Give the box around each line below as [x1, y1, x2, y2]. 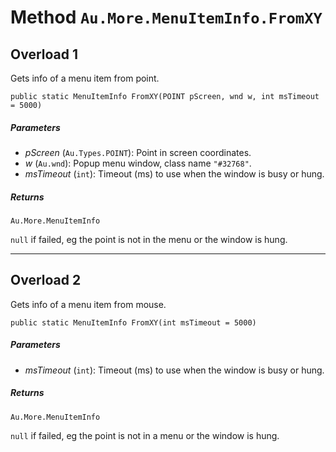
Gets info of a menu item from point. [10, 72, 160, 84]
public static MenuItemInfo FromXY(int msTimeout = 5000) [10, 317, 257, 328]
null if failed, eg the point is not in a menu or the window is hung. [10, 429, 280, 441]
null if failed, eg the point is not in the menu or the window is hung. [10, 233, 288, 245]
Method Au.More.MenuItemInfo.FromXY [10, 6, 323, 29]
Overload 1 [10, 46, 79, 63]
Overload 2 [10, 272, 82, 289]
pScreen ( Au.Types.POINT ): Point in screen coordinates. [24, 146, 252, 158]
